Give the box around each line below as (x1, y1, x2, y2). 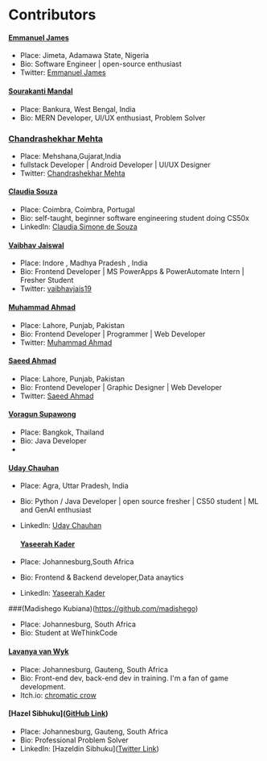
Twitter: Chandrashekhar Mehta (19, 168, 126, 178)
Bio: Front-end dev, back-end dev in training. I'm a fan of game (19, 673, 229, 683)
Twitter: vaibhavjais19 (19, 284, 92, 293)
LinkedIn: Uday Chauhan (19, 521, 102, 530)
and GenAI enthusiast (19, 505, 92, 515)
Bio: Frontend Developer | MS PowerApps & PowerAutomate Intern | (19, 267, 244, 277)
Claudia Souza (8, 187, 58, 197)
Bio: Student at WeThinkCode (19, 628, 118, 638)
